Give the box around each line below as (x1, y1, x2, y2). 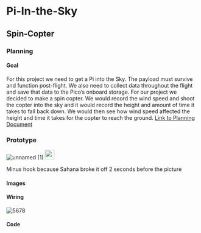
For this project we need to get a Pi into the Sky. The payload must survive (6, 75, 193, 83)
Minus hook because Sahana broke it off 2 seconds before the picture (6, 165, 182, 173)
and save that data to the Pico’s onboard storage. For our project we (6, 88, 177, 96)
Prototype (6, 136, 37, 144)
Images (6, 179, 26, 187)
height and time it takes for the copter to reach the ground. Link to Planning (6, 114, 195, 121)
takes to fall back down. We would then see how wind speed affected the (6, 108, 190, 115)
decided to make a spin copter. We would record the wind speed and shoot (6, 94, 195, 102)
